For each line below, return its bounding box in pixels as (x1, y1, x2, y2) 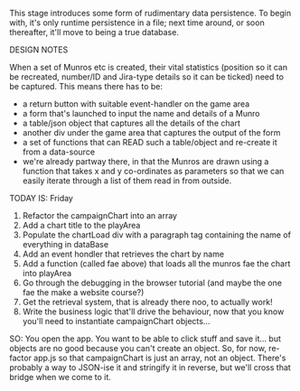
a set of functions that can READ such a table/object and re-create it (22, 137, 277, 147)
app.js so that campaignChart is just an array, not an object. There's (33, 352, 286, 363)
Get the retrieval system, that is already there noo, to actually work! (22, 297, 273, 307)
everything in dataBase (22, 239, 109, 249)
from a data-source (22, 146, 96, 157)
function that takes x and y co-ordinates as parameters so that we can (22, 166, 285, 176)
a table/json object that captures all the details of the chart (22, 117, 241, 128)
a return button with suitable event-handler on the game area (22, 98, 250, 109)
